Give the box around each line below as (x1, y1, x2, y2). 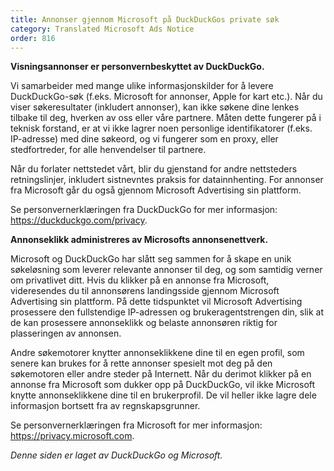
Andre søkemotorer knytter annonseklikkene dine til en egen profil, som (10, 347, 305, 359)
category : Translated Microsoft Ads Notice (10, 24, 195, 34)
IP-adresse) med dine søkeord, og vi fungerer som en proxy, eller (10, 133, 279, 145)
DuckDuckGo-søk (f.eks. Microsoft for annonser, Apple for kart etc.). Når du (10, 91, 323, 103)
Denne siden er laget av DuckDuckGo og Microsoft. (10, 449, 223, 461)
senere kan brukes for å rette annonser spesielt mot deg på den (10, 357, 273, 370)
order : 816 (10, 33, 56, 43)
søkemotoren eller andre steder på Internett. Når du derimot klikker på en (10, 368, 312, 380)
